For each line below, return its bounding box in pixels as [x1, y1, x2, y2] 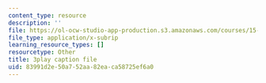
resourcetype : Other [8, 48, 77, 56]
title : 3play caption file [8, 56, 97, 64]
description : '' [8, 19, 62, 27]
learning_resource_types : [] [8, 41, 104, 49]
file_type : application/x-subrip [8, 33, 119, 42]
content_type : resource [8, 11, 87, 20]
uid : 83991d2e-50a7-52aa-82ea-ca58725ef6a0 [8, 63, 154, 71]
